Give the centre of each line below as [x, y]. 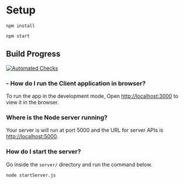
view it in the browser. [33, 103]
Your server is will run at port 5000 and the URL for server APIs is [85, 130]
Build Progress [33, 54]
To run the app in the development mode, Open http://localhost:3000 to [92, 96]
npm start [18, 36]
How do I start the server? [44, 152]
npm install [20, 26]
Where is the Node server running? [57, 117]
